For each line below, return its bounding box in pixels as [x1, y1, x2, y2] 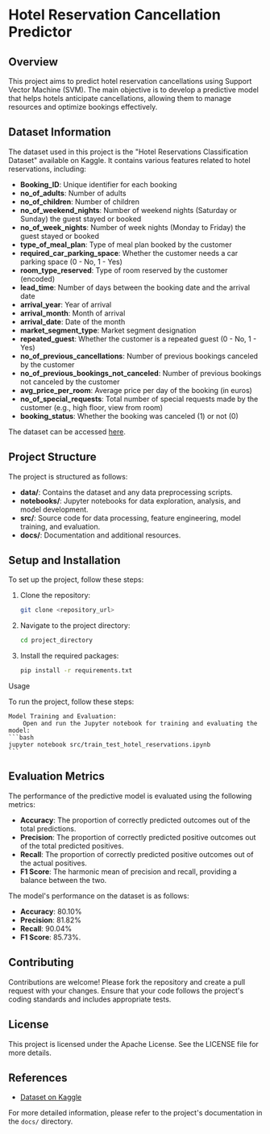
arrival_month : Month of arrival [19, 308, 126, 318]
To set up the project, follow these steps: [8, 575, 144, 584]
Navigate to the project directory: [19, 621, 131, 630]
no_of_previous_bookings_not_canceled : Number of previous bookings [19, 368, 262, 378]
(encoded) [19, 274, 55, 283]
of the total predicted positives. [19, 841, 124, 851]
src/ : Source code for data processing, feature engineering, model [19, 513, 242, 522]
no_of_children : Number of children [19, 196, 139, 207]
